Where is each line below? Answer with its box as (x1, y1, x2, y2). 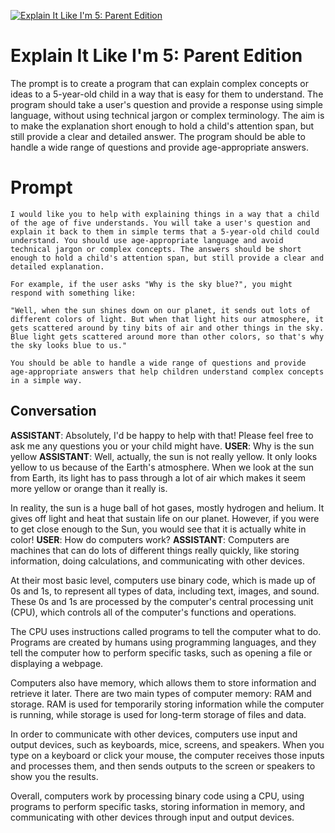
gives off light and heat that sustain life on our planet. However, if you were (10, 512, 320, 524)
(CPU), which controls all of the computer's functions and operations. (10, 606, 297, 618)
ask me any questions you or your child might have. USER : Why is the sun (10, 440, 315, 452)
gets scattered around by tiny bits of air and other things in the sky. (10, 323, 325, 333)
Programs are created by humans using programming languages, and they (10, 636, 317, 648)
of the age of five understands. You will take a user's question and (10, 218, 311, 228)
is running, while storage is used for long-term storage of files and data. (10, 708, 307, 720)
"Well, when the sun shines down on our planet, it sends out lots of (10, 305, 311, 315)
